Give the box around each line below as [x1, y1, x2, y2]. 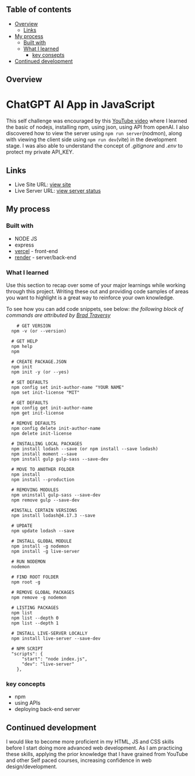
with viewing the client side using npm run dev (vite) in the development [6, 136, 177, 143]
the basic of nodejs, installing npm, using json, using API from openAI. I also [6, 124, 189, 131]
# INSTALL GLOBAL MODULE [11, 538, 72, 544]
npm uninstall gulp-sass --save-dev [11, 492, 101, 498]
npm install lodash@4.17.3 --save [11, 512, 95, 518]
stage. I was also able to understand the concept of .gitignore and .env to [6, 142, 183, 149]
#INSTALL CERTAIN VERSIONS [11, 507, 77, 513]
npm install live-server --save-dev [11, 635, 101, 641]
